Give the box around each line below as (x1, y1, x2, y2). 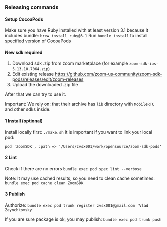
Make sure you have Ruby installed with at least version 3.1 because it (5, 27, 149, 33)
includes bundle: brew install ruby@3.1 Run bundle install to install (5, 33, 148, 39)
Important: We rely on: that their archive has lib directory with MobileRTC (5, 101, 155, 107)
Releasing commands (5, 4, 59, 11)
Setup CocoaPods (5, 16, 43, 22)
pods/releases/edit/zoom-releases (12, 76, 84, 82)
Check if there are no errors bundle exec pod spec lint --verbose (5, 165, 142, 171)
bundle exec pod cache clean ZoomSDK (5, 180, 84, 186)
